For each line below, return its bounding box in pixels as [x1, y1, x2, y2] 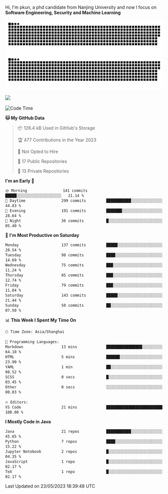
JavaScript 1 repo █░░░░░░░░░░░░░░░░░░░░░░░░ [5, 459, 163, 464]
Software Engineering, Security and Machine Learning [5, 10, 121, 16]
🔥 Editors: [5, 399, 29, 404]
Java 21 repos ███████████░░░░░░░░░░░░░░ [5, 429, 163, 434]
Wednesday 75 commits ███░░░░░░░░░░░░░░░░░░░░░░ [5, 263, 163, 268]
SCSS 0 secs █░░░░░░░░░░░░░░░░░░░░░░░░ [5, 374, 163, 379]
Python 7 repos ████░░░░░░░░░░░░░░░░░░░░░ [5, 439, 163, 444]
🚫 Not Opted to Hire [17, 148, 59, 154]
